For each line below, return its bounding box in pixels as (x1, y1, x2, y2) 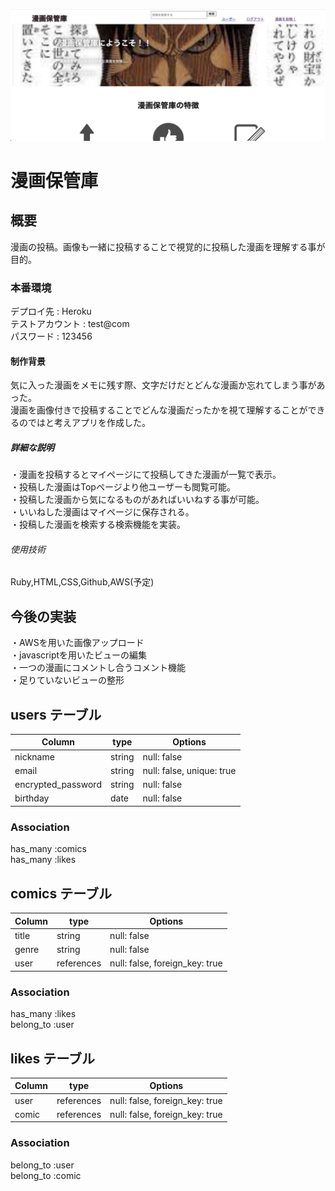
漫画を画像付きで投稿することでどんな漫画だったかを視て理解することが (10, 404, 308, 416)
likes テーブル (10, 1050, 96, 1067)
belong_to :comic (10, 1169, 82, 1181)
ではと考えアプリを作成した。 (27, 417, 151, 429)
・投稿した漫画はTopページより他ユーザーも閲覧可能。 (10, 481, 237, 493)
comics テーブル (10, 885, 112, 902)
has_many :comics (10, 843, 87, 855)
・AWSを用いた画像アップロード (10, 637, 145, 649)
